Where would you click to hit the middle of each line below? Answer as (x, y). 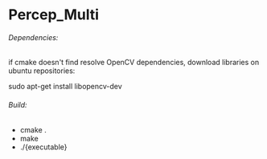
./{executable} (43, 147)
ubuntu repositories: (42, 71)
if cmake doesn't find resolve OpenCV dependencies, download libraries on (134, 63)
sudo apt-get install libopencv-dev (65, 87)
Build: (18, 104)
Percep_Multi (53, 15)
